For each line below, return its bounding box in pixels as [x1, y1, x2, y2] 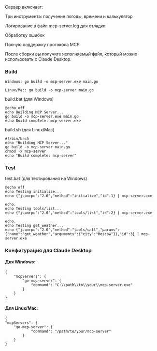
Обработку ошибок [5, 32, 45, 38]
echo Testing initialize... [5, 189, 62, 194]
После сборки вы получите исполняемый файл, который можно [5, 51, 138, 57]
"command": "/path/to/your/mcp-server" [30, 329, 111, 334]
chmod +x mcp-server [5, 149, 47, 154]
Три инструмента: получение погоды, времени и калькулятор [5, 14, 133, 19]
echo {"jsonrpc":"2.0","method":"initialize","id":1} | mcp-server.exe [5, 193, 152, 198]
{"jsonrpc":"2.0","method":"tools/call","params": [15, 227, 120, 232]
